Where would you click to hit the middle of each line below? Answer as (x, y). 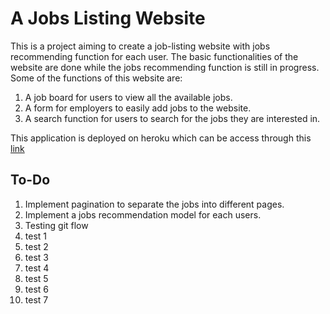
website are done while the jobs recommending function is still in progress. (165, 67)
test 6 (36, 289)
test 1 (36, 236)
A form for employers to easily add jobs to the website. (138, 108)
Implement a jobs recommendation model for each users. (143, 214)
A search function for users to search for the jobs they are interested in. (172, 118)
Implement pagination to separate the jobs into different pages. (154, 204)
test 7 (36, 299)
